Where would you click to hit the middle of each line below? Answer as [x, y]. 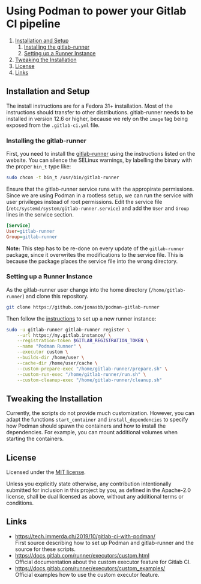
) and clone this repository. [55, 296]
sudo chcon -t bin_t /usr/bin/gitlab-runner [63, 178]
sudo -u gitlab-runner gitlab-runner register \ [68, 330]
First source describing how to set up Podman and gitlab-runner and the [104, 543]
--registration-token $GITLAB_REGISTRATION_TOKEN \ [83, 341]
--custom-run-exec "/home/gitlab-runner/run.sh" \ [82, 374]
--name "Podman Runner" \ [49, 346]
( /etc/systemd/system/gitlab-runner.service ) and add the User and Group [98, 208]
